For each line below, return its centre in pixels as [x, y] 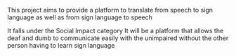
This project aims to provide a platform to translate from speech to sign [110, 10]
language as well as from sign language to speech [80, 17]
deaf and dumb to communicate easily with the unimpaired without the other [118, 38]
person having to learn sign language [61, 45]
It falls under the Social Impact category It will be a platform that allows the [116, 31]
